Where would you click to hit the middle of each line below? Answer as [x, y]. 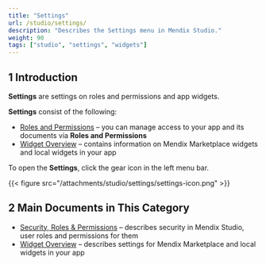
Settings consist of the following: [63, 111]
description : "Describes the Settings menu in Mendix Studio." [115, 30]
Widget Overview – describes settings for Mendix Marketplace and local [138, 244]
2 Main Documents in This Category [99, 208]
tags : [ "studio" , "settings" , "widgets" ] [78, 45]
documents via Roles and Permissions [83, 135]
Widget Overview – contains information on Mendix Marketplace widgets [139, 144]
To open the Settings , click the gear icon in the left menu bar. [108, 167]
